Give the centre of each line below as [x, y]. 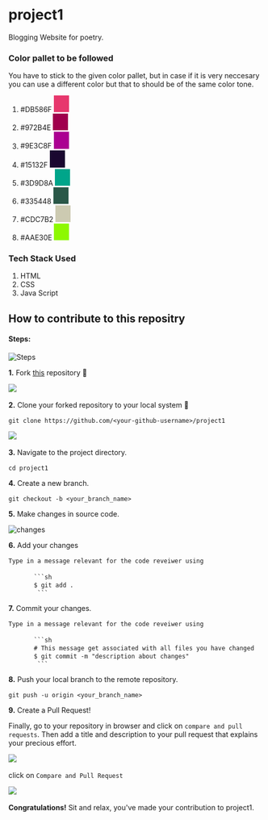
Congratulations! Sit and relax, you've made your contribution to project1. [131, 808]
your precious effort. [42, 743]
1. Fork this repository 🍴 [48, 373]
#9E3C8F [36, 146]
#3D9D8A [37, 183]
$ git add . [54, 586]
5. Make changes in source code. [64, 514]
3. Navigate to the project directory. [68, 453]
